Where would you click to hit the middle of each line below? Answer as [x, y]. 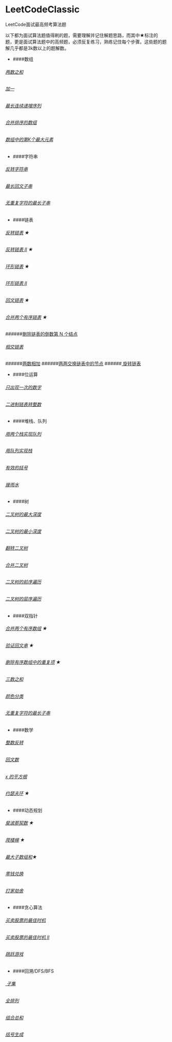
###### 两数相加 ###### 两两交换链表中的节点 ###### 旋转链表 [73, 364]
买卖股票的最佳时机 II [27, 937]
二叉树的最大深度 [23, 514]
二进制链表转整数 [23, 404]
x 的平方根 [16, 776]
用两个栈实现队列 [23, 434]
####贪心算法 [27, 908]
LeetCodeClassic [42, 10]
